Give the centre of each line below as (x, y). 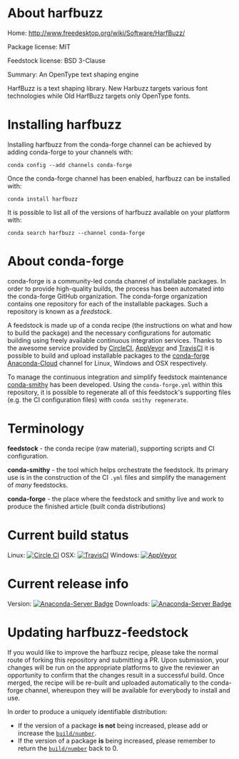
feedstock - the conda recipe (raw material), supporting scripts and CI (111, 448)
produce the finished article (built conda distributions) (87, 506)
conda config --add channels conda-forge (70, 165)
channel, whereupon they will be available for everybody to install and (127, 690)
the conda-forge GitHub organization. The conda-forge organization (108, 296)
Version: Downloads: (78, 603)
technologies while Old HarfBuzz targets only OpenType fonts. (99, 96)
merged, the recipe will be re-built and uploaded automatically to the (108, 683)
